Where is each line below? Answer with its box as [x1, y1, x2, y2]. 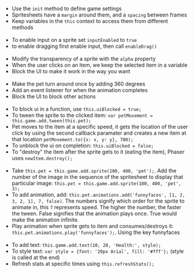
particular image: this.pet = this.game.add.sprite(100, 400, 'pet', [11, 180, 182, 187]
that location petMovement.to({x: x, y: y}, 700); [11, 136, 134, 142]
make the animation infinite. [11, 216, 80, 223]
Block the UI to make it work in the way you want [11, 68, 131, 74]
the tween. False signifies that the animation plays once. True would [11, 210, 177, 217]
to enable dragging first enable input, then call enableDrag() [11, 43, 157, 50]
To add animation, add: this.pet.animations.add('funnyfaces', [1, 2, [11, 191, 186, 198]
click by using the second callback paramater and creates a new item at [11, 129, 187, 136]
